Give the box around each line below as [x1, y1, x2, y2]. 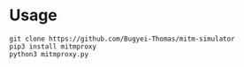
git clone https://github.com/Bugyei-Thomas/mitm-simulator [9, 34, 236, 43]
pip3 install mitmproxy [9, 41, 97, 51]
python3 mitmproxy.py [9, 49, 89, 58]
